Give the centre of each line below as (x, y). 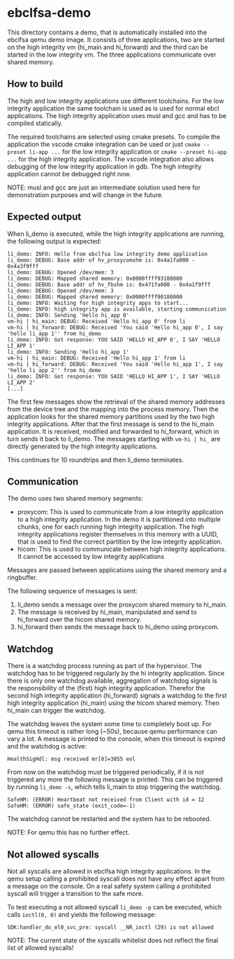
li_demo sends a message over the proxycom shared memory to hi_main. (122, 605)
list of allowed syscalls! (41, 948)
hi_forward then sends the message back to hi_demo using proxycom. (118, 627)
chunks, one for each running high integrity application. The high (111, 527)
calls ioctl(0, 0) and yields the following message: (82, 915)
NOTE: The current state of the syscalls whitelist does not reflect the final (113, 940)
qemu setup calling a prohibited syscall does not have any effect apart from (116, 879)
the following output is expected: (54, 241)
